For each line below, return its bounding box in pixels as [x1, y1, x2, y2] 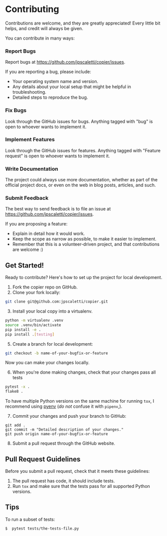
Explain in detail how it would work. [12, 230, 85, 236]
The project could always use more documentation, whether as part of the [5, 177, 158, 183]
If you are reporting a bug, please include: [5, 69, 91, 75]
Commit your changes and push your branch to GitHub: [12, 413, 127, 419]
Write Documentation [5, 165, 58, 172]
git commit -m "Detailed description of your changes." [5, 427, 124, 432]
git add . [5, 423, 26, 428]
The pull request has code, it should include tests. [12, 478, 115, 484]
